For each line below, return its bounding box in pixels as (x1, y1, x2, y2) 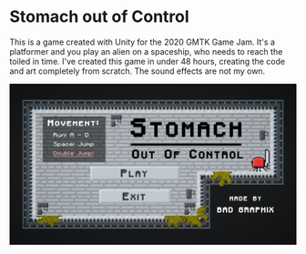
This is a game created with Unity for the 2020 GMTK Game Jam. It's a (9, 36, 276, 47)
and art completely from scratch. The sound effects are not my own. (9, 66, 266, 76)
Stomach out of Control (9, 6, 189, 27)
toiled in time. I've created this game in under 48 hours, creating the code (9, 56, 285, 66)
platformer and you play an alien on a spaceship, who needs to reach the (9, 46, 283, 56)
